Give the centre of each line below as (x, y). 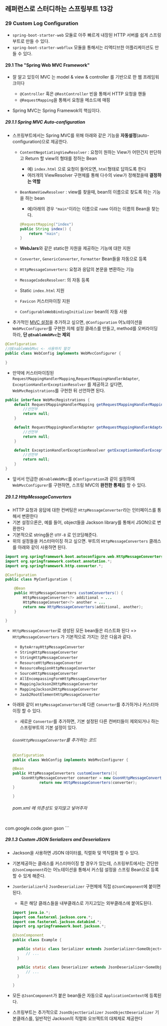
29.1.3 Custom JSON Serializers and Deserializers (58, 839)
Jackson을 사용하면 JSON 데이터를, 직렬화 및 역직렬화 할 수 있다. (76, 852)
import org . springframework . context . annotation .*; (59, 561)
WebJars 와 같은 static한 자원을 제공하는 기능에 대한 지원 (75, 248)
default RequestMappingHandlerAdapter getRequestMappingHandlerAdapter (90, 427)
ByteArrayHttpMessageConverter (52, 647)
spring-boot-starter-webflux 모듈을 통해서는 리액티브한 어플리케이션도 (83, 47)
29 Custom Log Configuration (42, 23)
